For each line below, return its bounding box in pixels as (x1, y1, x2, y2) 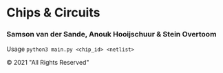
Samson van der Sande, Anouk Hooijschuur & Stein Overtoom (6, 30, 217, 39)
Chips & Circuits (6, 5, 100, 21)
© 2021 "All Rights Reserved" (6, 59, 89, 67)
